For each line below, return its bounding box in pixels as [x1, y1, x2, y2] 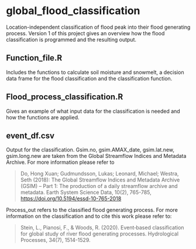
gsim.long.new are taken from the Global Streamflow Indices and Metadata [6, 153, 187, 160]
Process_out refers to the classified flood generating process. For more [6, 207, 178, 214]
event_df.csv [6, 130, 54, 140]
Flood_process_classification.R [6, 92, 123, 102]
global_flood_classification [6, 4, 140, 18]
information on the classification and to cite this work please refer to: [6, 213, 172, 220]
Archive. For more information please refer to [6, 159, 115, 166]
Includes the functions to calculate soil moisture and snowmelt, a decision [6, 69, 184, 76]
